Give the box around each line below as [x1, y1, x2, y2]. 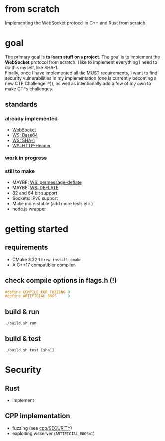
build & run [5, 307, 40, 316]
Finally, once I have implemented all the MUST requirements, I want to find [5, 70, 158, 76]
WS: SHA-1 [12, 137, 35, 143]
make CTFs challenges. [5, 86, 53, 92]
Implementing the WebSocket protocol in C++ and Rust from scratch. [5, 20, 147, 26]
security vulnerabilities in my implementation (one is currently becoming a [5, 75, 157, 81]
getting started [5, 223, 69, 235]
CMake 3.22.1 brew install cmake [12, 256, 82, 262]
